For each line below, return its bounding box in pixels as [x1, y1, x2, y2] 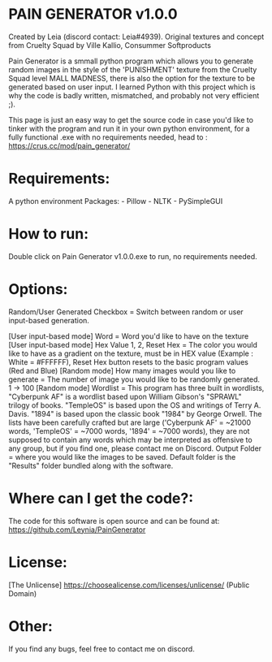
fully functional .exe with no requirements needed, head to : [8, 132, 208, 142]
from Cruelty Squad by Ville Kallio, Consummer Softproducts [8, 40, 211, 50]
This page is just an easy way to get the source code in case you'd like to [8, 115, 254, 124]
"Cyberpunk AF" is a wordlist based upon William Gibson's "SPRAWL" [8, 392, 242, 401]
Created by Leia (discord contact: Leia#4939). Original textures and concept [8, 32, 265, 41]
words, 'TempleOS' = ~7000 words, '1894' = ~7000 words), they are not [8, 426, 250, 435]
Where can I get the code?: [8, 489, 194, 508]
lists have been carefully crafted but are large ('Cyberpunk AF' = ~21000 [8, 418, 252, 427]
